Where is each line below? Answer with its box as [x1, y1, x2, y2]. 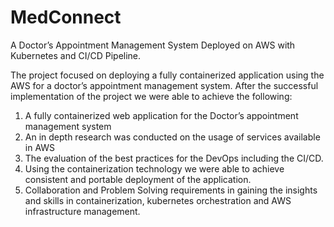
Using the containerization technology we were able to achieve [24, 162, 285, 175]
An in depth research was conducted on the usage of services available [24, 131, 321, 143]
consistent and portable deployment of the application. [24, 173, 252, 185]
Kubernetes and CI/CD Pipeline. [10, 49, 142, 61]
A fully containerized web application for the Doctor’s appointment [24, 109, 299, 121]
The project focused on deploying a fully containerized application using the [10, 69, 325, 81]
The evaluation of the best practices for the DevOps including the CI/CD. [24, 152, 324, 164]
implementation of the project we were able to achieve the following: [10, 90, 293, 102]
